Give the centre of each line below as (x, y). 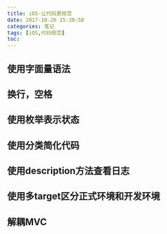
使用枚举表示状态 (43, 120)
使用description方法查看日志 (68, 171)
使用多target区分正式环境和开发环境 (83, 196)
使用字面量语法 (39, 68)
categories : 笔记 (31, 26)
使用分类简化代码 (43, 145)
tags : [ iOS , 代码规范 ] (36, 33)
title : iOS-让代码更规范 (40, 13)
